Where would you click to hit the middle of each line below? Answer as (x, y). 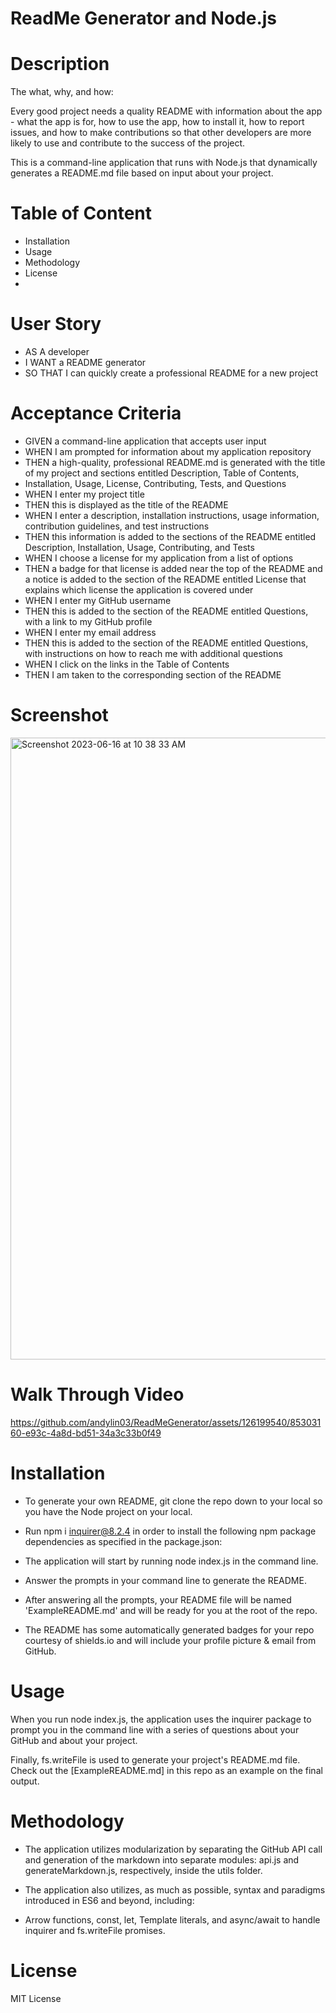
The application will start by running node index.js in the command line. (171, 1561)
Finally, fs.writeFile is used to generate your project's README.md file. (155, 1759)
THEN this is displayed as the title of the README (126, 504)
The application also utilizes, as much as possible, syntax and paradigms (175, 1889)
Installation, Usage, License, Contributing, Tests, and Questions (155, 483)
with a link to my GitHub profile (88, 621)
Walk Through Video (97, 1394)
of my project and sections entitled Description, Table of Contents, (162, 473)
